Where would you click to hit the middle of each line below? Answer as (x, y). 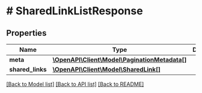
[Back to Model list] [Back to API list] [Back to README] (75, 84)
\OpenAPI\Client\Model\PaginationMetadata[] (120, 60)
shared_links (28, 69)
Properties (26, 33)
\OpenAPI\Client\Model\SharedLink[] (107, 69)
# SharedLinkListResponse (75, 11)
